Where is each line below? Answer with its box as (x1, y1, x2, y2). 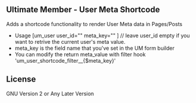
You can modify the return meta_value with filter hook (14, 50, 146, 58)
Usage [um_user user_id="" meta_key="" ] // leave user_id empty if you (14, 32, 190, 39)
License (6, 74, 36, 85)
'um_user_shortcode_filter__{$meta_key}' (14, 57, 116, 64)
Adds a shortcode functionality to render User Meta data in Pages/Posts (6, 20, 183, 27)
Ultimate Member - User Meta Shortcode (6, 5, 160, 15)
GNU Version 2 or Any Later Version (6, 90, 94, 97)
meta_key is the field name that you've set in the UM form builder (14, 44, 175, 51)
